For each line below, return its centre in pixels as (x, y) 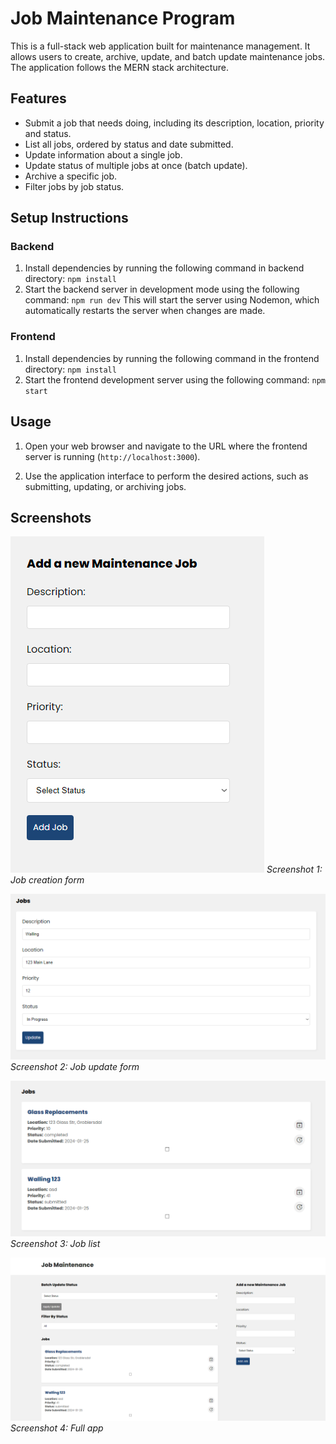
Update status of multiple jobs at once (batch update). (136, 165)
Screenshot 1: (294, 869)
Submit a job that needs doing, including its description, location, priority (174, 123)
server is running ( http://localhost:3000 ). (112, 456)
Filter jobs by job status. (74, 186)
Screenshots (51, 517)
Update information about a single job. (103, 154)
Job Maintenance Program (123, 18)
